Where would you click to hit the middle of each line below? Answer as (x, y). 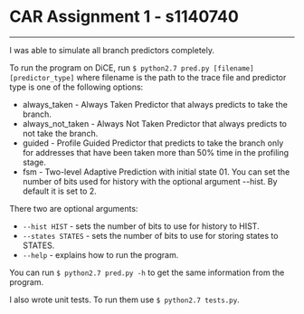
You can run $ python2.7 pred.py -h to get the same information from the (147, 272)
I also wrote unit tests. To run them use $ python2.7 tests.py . (124, 300)
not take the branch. (60, 133)
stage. (34, 162)
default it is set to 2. (59, 191)
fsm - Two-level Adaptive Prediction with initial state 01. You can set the (156, 171)
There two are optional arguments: (74, 208)
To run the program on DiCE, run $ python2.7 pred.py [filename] (132, 67)
